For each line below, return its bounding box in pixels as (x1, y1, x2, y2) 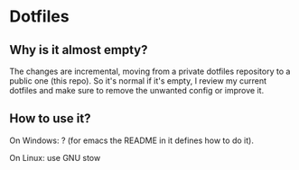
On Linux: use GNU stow (9, 152, 101, 163)
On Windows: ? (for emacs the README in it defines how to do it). (9, 135, 255, 146)
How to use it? (9, 111, 91, 127)
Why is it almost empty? (9, 42, 148, 58)
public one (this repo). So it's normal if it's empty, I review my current (9, 76, 267, 86)
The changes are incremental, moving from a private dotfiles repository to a (9, 66, 291, 76)
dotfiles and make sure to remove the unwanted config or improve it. (9, 85, 265, 95)
